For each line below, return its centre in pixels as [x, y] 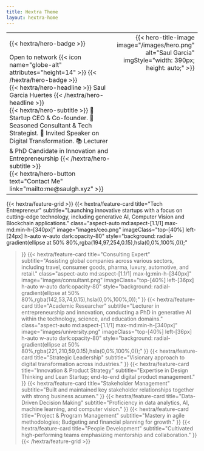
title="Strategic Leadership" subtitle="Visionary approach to [110, 357]
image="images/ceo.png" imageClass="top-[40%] [121, 229]
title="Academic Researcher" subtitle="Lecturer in [97, 306]
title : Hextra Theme [32, 12]
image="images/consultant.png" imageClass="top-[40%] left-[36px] [107, 280]
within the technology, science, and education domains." [92, 319]
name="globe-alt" [36, 64]
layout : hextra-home [32, 18]
